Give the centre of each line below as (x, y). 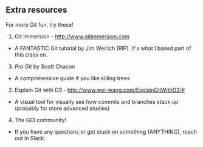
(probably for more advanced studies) (62, 108)
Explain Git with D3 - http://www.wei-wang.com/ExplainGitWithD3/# (100, 90)
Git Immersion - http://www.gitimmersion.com (72, 36)
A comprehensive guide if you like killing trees (72, 78)
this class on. (31, 55)
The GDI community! (40, 120)
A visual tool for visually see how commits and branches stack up (96, 101)
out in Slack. (30, 138)
